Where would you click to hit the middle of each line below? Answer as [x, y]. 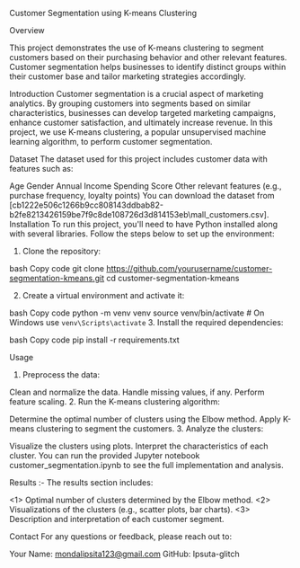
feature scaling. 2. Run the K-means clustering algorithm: [115, 402]
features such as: [41, 169]
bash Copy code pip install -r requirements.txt [94, 340]
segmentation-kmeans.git [57, 278]
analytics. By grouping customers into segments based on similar [130, 103]
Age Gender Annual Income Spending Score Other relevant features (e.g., [146, 186]
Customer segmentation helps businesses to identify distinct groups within [148, 67]
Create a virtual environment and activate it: [103, 295]
